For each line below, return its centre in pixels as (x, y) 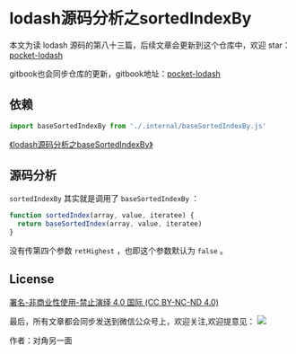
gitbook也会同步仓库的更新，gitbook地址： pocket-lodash (115, 74)
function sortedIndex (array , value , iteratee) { (102, 216)
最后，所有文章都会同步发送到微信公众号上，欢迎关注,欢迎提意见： (132, 321)
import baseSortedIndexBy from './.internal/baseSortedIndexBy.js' (138, 126)
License (32, 279)
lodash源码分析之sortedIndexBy (131, 18)
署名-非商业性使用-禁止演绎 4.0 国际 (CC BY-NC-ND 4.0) (114, 302)
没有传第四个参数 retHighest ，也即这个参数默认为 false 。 (119, 251)
